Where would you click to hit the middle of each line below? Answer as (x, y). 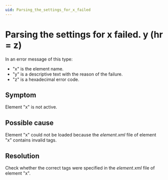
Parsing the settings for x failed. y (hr (84, 34)
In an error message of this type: (39, 59)
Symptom (21, 95)
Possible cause (30, 123)
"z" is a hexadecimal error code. (46, 79)
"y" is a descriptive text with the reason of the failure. (67, 74)
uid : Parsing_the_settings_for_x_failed (48, 10)
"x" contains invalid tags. (31, 140)
